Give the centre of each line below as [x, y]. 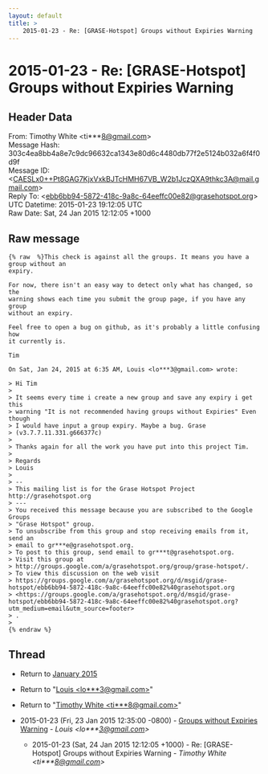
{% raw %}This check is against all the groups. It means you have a [129, 257]
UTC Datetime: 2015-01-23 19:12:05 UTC [75, 205]
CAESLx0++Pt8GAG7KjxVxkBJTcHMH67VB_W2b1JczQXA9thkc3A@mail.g [136, 179]
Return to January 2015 [59, 674]
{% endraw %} [30, 630]
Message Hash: [34, 145]
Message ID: [29, 170]
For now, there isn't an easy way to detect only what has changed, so [130, 285]
